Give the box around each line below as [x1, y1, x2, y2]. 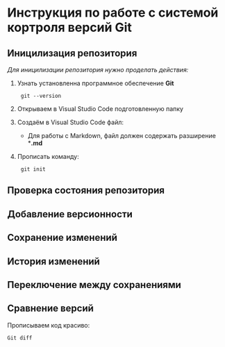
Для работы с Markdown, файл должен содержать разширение [27, 132, 217, 139]
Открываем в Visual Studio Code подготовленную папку [17, 105, 184, 112]
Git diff [7, 335, 33, 341]
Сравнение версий [7, 303, 94, 314]
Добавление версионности [7, 208, 133, 220]
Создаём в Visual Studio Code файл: [17, 118, 124, 126]
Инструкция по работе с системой [7, 5, 219, 21]
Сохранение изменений [7, 232, 118, 244]
